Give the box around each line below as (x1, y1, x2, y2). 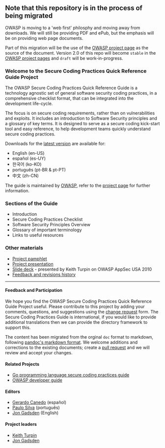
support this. (5, 324, 31, 330)
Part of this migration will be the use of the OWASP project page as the (5, 44, 149, 51)
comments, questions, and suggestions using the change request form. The (5, 309, 159, 314)
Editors (5, 388, 21, 394)
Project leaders (5, 421, 37, 427)
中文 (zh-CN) (12, 172, 39, 179)
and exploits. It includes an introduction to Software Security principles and (5, 115, 157, 121)
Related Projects (5, 361, 40, 367)
